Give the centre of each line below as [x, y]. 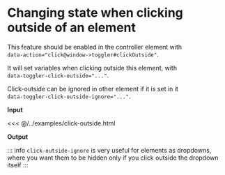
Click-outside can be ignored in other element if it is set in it [93, 89]
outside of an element [72, 28]
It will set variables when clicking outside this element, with [92, 68]
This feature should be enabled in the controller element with [95, 47]
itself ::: [18, 165]
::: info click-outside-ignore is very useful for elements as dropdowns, [109, 150]
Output [18, 137]
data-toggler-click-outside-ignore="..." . [69, 96]
